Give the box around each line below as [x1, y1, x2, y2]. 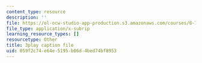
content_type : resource [6, 8, 66, 15]
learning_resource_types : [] [6, 31, 79, 37]
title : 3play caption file [6, 43, 74, 49]
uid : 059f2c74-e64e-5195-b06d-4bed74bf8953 [6, 48, 117, 54]
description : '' [6, 14, 47, 20]
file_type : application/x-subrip [6, 25, 90, 32]
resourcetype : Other [6, 37, 58, 43]
